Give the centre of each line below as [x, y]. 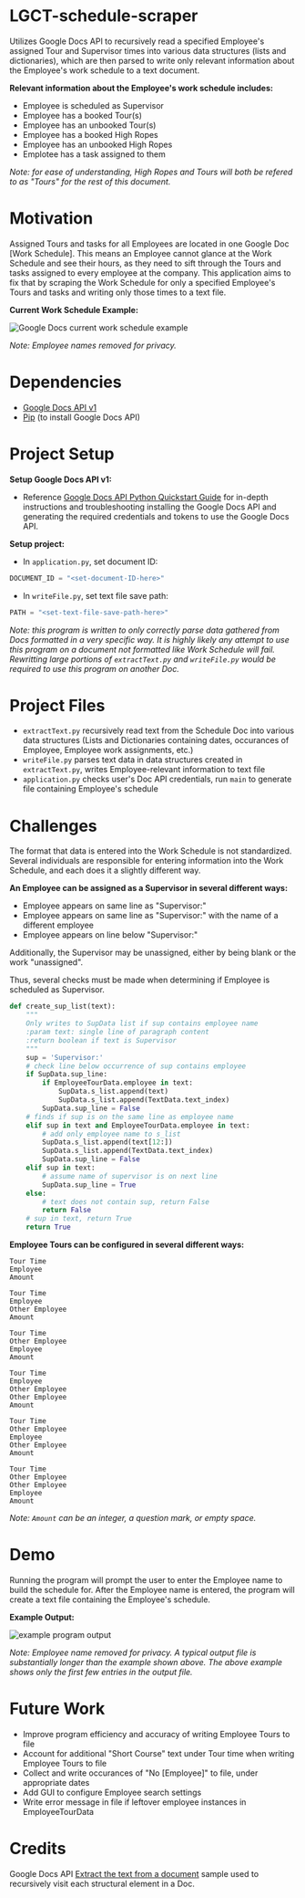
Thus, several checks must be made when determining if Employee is [140, 980]
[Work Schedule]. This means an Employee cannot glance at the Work [141, 253]
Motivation [51, 219]
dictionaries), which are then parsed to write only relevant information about [152, 60]
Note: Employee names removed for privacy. [93, 345]
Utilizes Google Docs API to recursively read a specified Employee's [137, 41]
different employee [58, 925]
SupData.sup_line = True [89, 1185]
